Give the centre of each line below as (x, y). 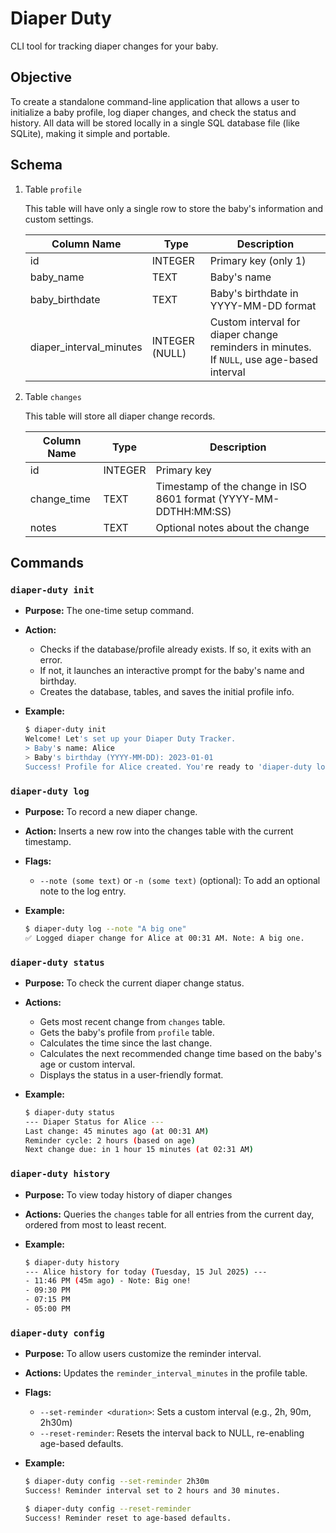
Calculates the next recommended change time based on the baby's (180, 1053)
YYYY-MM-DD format (263, 305)
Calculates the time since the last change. (126, 1043)
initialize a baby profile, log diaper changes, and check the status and (153, 112)
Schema (36, 165)
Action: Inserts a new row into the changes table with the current (159, 831)
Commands (47, 562)
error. (51, 660)
